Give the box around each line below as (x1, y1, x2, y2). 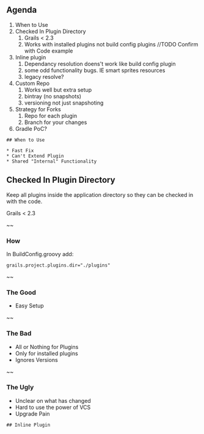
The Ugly (6, 383, 34, 392)
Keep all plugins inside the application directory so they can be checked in (6, 191, 194, 198)
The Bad (6, 329, 32, 338)
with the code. (6, 197, 43, 205)
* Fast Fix (6, 147, 34, 153)
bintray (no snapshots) (24, 92, 81, 100)
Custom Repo (15, 79, 50, 87)
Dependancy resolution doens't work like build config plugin (24, 60, 176, 67)
